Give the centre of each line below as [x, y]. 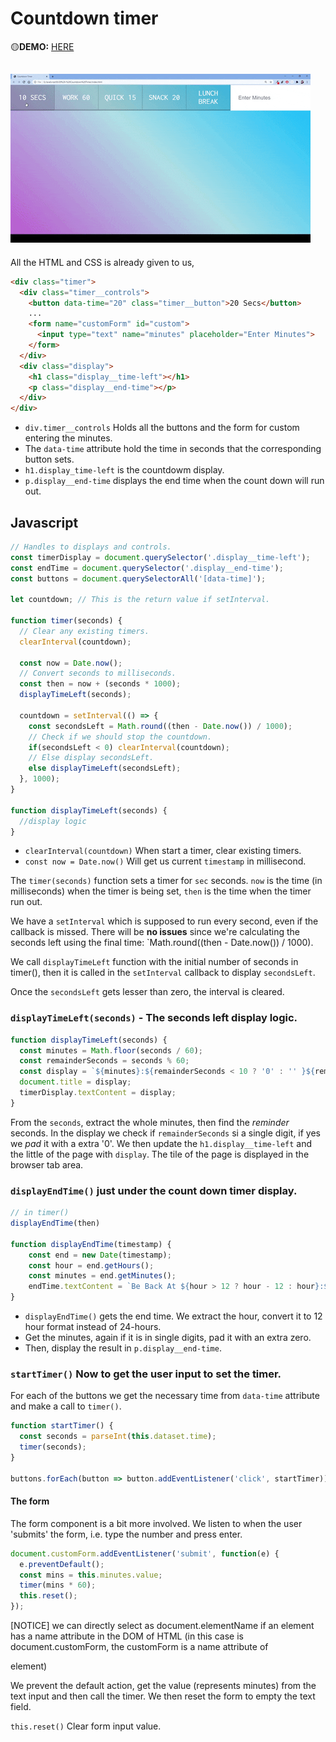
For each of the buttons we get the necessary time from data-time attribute [165, 1396]
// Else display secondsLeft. [91, 758]
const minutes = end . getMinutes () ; [102, 1276]
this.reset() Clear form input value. [86, 1726]
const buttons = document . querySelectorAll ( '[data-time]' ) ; [138, 578]
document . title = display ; [75, 1082]
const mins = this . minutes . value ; [91, 1575]
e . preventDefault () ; [62, 1564]
